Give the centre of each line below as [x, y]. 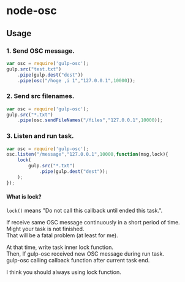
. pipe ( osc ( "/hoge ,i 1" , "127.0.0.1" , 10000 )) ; [77, 80]
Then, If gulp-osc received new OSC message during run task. [85, 253]
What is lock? [24, 197]
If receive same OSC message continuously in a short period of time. [93, 222]
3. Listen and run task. [40, 136]
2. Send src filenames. [40, 96]
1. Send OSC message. [41, 51]
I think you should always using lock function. [64, 272]
